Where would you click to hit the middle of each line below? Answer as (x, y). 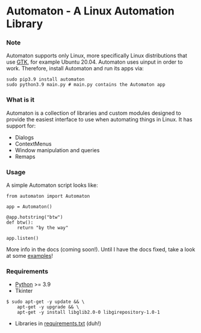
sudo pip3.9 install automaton (45, 79)
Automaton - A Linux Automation (90, 11)
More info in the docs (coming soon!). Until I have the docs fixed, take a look (101, 249)
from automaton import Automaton (48, 197)
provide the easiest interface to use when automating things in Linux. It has (99, 119)
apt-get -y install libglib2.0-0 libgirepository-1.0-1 (89, 313)
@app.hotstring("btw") (35, 218)
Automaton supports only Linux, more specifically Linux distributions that (97, 56)
